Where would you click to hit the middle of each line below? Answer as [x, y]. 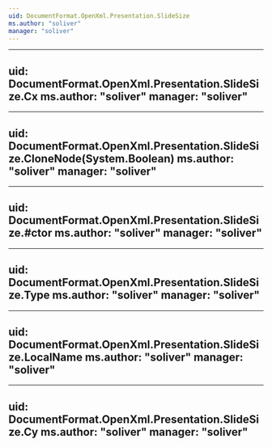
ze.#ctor [30, 233]
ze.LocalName [46, 358]
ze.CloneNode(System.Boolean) [92, 158]
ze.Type [29, 295]
